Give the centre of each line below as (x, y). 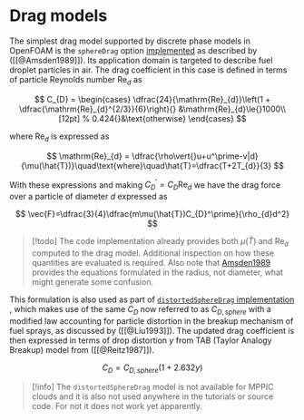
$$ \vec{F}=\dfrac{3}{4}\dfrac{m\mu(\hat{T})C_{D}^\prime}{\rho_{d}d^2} (152, 213)
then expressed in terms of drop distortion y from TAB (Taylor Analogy (141, 340)
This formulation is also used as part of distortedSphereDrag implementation (152, 299)
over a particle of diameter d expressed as (88, 196)
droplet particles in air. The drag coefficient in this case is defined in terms (148, 70)
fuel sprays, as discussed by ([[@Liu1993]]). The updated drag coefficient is (152, 330)
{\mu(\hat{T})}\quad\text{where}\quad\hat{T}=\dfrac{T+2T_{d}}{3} (147, 165)
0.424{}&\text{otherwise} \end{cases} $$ (169, 118)
